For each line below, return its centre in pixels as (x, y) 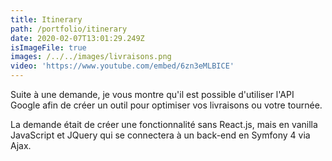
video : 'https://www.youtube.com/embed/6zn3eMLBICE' (122, 66)
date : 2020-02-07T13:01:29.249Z (77, 38)
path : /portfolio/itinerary (69, 29)
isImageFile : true (48, 47)
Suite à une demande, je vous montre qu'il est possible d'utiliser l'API (152, 94)
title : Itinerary (46, 19)
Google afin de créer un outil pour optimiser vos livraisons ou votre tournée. (166, 105)
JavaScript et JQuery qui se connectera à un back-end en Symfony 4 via (160, 135)
